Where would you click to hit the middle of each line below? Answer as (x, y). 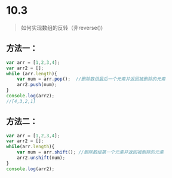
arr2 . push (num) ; (37, 85)
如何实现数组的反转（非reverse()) (62, 27)
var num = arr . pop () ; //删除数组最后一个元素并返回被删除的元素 (91, 79)
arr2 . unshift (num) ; (41, 158)
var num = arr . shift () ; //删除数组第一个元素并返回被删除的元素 (90, 152)
